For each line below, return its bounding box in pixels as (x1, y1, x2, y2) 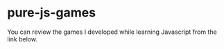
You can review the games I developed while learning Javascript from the (7, 28, 217, 36)
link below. (7, 35, 38, 43)
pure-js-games (7, 5, 96, 21)
